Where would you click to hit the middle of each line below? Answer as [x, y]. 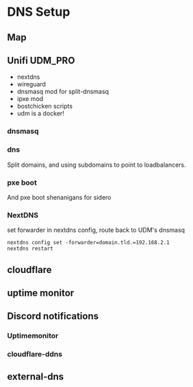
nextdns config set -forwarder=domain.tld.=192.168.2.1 [88, 243]
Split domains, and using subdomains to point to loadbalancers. [96, 165]
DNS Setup [39, 12]
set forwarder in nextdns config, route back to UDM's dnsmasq [96, 230]
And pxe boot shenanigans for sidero [59, 197]
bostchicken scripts [45, 106]
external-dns [36, 376]
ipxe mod [30, 99]
